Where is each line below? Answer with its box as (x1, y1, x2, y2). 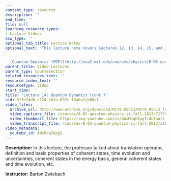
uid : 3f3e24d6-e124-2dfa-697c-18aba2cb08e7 (5, 97, 99, 102)
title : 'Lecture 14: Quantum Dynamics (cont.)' (5, 93, 108, 98)
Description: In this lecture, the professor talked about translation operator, (5, 144, 163, 151)
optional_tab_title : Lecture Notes (5, 41, 81, 46)
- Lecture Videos (5, 31, 42, 36)
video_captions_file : (10, 111, 56, 117)
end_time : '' (5, 17, 33, 22)
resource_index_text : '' (5, 78, 58, 83)
